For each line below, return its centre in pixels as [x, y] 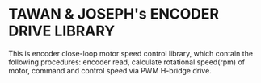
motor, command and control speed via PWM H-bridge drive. [110, 70]
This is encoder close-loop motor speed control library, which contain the [130, 53]
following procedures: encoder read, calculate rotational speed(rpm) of [126, 62]
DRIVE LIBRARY [62, 31]
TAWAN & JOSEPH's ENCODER [114, 14]
